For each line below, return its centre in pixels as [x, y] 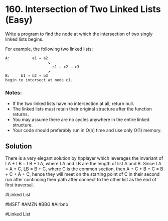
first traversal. [20, 185]
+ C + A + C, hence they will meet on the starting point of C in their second [82, 174]
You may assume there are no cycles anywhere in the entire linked [81, 120]
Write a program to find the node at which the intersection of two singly [79, 34]
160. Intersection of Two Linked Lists [83, 9]
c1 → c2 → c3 [66, 67]
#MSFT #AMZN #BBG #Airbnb [37, 204]
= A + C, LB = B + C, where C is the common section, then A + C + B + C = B [84, 169]
